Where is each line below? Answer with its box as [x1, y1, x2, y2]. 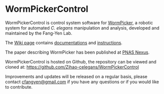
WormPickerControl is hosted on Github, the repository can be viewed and [5, 59, 157, 64]
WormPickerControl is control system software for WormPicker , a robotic [5, 20, 153, 26]
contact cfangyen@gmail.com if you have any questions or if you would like [5, 79, 159, 85]
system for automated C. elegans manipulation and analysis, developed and [5, 25, 160, 31]
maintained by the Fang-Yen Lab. [5, 30, 73, 36]
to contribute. [5, 84, 33, 90]
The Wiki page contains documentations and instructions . [5, 39, 123, 45]
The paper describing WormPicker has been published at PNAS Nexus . [5, 49, 150, 55]
